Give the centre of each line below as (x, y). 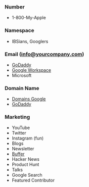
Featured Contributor (33, 180)
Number (15, 7)
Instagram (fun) (28, 138)
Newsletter (23, 149)
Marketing (17, 117)
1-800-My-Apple (29, 18)
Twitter (19, 133)
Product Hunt (25, 165)
